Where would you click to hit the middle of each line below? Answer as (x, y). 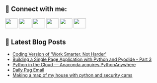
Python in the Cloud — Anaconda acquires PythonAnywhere (74, 64)
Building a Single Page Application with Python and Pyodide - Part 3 (82, 59)
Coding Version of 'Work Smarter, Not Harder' (59, 54)
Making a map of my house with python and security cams (72, 75)
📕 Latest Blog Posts (36, 42)
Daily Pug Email (28, 70)
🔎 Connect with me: (36, 9)
